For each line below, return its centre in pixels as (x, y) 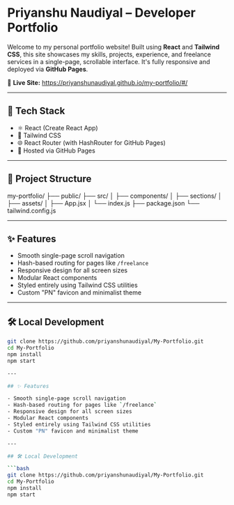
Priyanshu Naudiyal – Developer (102, 13)
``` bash (18, 469)
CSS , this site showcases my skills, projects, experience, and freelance (109, 54)
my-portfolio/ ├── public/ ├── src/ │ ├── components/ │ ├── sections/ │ (115, 196)
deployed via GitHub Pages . (48, 69)
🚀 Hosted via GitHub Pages (56, 150)
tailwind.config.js (32, 210)
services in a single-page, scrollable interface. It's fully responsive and (109, 61)
